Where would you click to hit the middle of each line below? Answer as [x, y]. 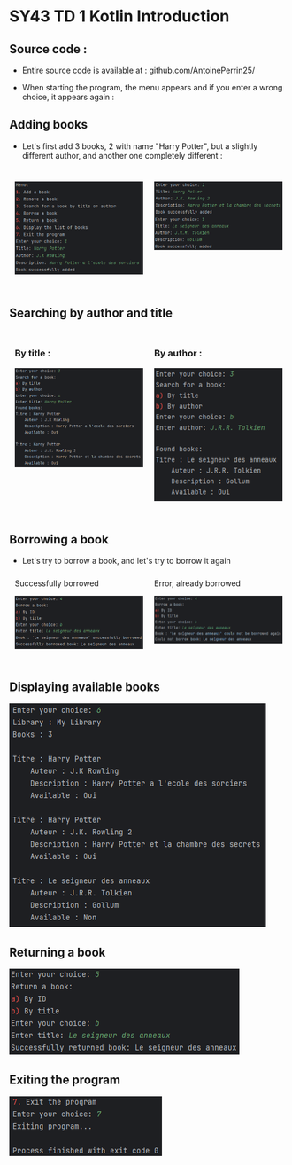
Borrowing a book [59, 539]
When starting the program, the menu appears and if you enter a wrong [152, 87]
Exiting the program [65, 1079]
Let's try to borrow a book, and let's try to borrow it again [127, 561]
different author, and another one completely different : [122, 155]
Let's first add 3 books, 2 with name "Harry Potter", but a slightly [140, 146]
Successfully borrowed [57, 583]
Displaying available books [85, 687]
